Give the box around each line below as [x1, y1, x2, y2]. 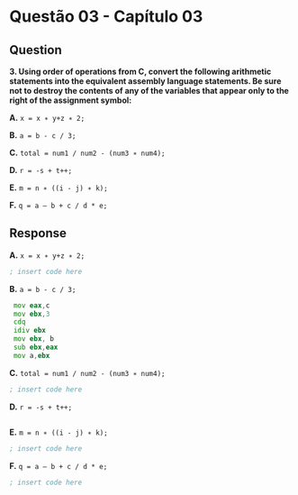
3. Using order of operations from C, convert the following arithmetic [9, 66, 272, 77]
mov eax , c [13, 300, 50, 310]
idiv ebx [13, 326, 47, 335]
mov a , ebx [13, 351, 50, 360]
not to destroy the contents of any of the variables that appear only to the [9, 86, 290, 96]
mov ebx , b [13, 335, 54, 344]
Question [9, 42, 62, 58]
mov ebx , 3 [13, 309, 50, 318]
